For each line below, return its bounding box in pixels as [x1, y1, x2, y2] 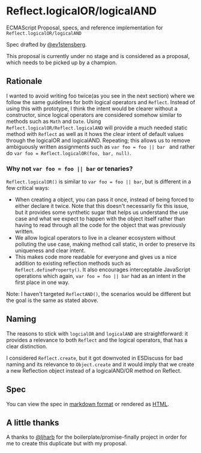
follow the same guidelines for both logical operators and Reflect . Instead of [6, 98, 196, 105]
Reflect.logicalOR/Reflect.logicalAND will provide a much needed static [6, 124, 188, 131]
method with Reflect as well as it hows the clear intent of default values [6, 130, 184, 137]
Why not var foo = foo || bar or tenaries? [6, 164, 133, 173]
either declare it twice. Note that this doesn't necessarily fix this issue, [14, 203, 189, 210]
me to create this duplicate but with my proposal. [6, 440, 127, 447]
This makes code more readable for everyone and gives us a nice [14, 253, 177, 261]
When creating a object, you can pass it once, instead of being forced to [14, 196, 194, 203]
